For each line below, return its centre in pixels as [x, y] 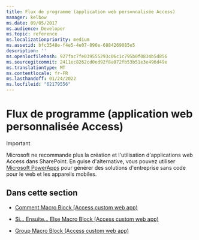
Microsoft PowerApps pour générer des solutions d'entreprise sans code [96, 167]
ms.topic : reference [32, 34]
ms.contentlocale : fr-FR [37, 73]
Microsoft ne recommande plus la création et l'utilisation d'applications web [99, 155]
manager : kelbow [26, 17]
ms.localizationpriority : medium [48, 40]
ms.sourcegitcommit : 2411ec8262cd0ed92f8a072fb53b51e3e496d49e [87, 62]
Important [18, 143]
